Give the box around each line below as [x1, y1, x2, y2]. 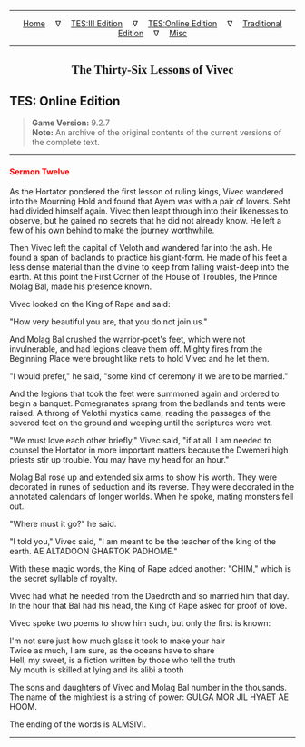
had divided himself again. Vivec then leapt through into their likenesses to [9, 205, 289, 216]
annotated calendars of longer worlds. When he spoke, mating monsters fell [9, 492, 294, 503]
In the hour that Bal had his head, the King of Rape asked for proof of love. [9, 601, 288, 612]
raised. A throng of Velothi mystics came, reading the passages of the [9, 408, 271, 419]
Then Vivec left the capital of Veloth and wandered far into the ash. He [9, 243, 273, 254]
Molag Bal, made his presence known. [9, 281, 152, 292]
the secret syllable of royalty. [9, 573, 118, 584]
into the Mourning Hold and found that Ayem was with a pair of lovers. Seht [9, 196, 290, 207]
